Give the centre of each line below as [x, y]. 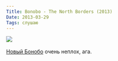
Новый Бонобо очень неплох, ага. [49, 52]
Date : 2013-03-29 [28, 17]
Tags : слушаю [22, 23]
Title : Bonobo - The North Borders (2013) [59, 12]
